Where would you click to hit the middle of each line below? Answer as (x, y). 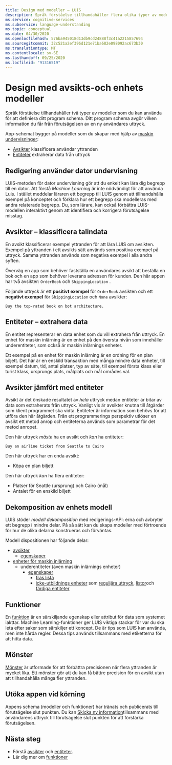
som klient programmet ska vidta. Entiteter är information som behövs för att (86, 411)
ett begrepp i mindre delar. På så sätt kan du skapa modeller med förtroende (86, 525)
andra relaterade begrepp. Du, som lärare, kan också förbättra (71, 205)
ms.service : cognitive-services (40, 19)
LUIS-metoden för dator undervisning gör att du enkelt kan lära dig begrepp (85, 183)
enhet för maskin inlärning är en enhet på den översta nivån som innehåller (84, 339)
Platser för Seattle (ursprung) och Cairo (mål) (60, 486)
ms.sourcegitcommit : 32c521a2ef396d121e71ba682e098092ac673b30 (74, 44)
